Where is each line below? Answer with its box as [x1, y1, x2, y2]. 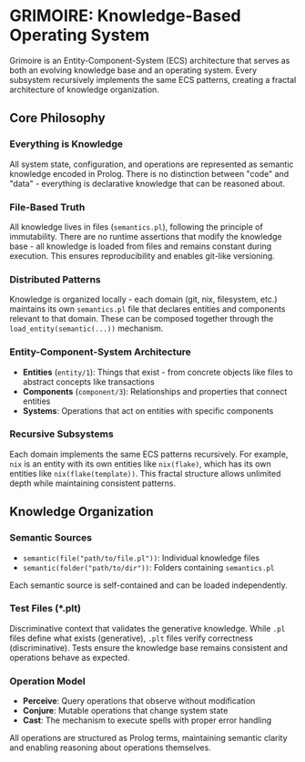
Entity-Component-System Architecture [9, 345, 191, 358]
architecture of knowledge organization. [9, 84, 159, 95]
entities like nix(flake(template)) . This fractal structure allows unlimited [9, 468, 281, 479]
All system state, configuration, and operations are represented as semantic [9, 159, 294, 170]
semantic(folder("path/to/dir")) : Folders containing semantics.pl [22, 561, 275, 572]
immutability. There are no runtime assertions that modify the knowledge [9, 231, 282, 242]
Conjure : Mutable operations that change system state [22, 705, 229, 716]
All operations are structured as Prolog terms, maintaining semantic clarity [9, 733, 289, 744]
